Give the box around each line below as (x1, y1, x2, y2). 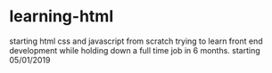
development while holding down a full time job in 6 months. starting (9, 45, 260, 55)
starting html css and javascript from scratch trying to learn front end (9, 36, 263, 46)
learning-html (9, 6, 114, 27)
